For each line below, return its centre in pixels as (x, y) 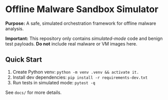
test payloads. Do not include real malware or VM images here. (71, 43)
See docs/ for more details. (34, 92)
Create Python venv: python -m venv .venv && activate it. (76, 72)
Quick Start (24, 60)
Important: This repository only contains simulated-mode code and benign (84, 38)
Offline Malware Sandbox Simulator (82, 9)
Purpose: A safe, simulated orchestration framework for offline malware (81, 23)
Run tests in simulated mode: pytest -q (54, 82)
